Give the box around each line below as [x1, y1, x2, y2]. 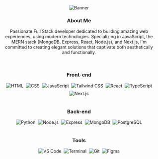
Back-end [67, 108, 91, 115]
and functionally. [62, 50, 96, 55]
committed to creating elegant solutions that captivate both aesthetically [5, 44, 153, 50]
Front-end [67, 71, 91, 78]
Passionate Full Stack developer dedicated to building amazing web [9, 28, 149, 34]
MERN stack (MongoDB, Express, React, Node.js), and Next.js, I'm [11, 39, 147, 45]
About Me [67, 17, 91, 24]
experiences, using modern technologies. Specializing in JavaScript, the [5, 34, 153, 40]
